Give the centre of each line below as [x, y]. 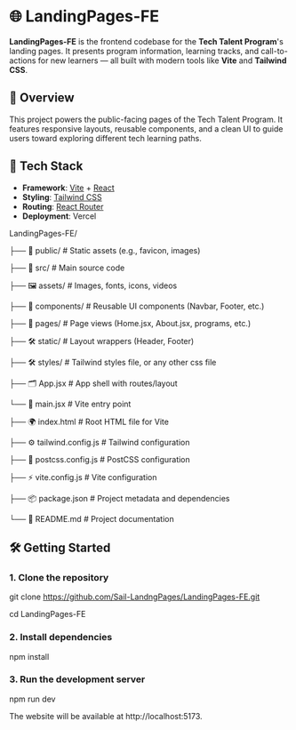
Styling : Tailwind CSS [62, 197]
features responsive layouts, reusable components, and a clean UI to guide [146, 128]
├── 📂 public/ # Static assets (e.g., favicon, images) [105, 250]
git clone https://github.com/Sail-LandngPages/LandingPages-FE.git [135, 597]
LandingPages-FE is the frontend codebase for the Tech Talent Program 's [147, 41]
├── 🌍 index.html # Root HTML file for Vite [89, 421]
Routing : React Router [63, 206]
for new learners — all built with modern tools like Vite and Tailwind [162, 60]
